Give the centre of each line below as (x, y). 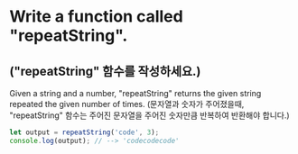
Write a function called (96, 17)
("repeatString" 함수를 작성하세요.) (105, 71)
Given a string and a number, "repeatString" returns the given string (135, 93)
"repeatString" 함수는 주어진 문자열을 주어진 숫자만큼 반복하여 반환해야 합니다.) (150, 115)
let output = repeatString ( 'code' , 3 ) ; (84, 132)
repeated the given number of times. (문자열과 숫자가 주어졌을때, (127, 104)
